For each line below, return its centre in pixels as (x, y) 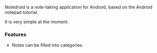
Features (16, 34)
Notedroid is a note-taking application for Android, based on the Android (78, 7)
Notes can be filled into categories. (48, 45)
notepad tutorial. (22, 12)
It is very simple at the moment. (37, 22)
